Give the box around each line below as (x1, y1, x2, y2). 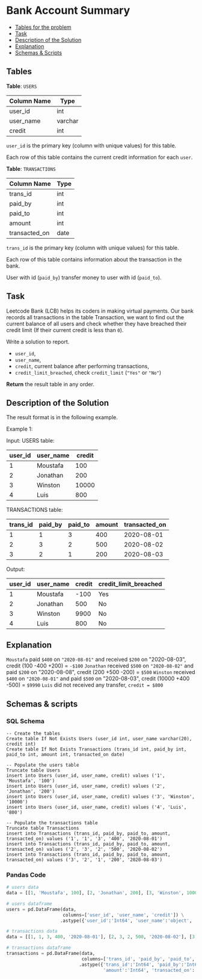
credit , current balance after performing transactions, (14, 362, 149, 370)
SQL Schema (6, 717, 45, 725)
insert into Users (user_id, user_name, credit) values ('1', (6, 772, 165, 779)
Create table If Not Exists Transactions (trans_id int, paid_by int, (6, 746, 187, 752)
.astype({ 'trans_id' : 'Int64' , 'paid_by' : (79, 962, 185, 968)
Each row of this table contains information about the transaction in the (6, 256, 182, 263)
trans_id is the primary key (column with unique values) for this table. (6, 244, 179, 251)
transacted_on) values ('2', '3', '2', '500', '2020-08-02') (6, 846, 163, 852)
